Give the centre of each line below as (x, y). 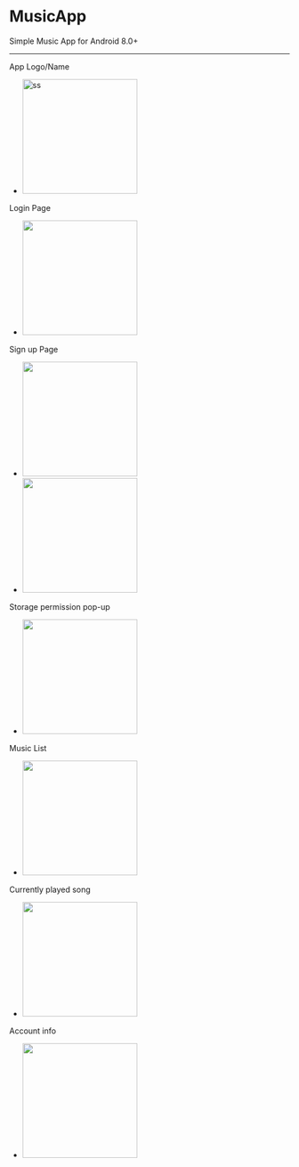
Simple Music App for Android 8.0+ (74, 41)
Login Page (30, 207)
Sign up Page (34, 349)
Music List (28, 748)
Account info (32, 1031)
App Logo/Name (39, 66)
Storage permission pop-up (60, 606)
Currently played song (50, 889)
